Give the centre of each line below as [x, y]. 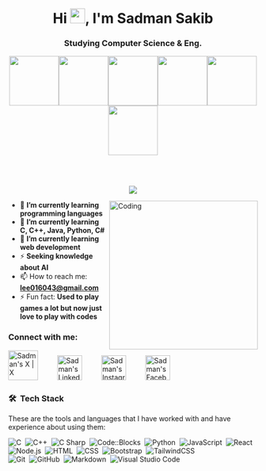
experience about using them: [57, 427]
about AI [34, 268]
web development [50, 247]
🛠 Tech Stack [36, 398]
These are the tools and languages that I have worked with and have [120, 419]
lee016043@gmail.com [59, 288]
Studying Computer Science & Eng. [133, 44]
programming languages [61, 213]
